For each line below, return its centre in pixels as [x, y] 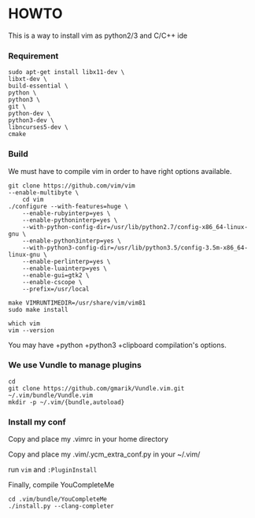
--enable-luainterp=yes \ [65, 268]
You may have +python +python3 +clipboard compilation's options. [117, 345]
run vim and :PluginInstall [53, 470]
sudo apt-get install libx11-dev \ [67, 72]
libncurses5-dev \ [38, 128]
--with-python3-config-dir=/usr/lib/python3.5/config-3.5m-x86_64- [135, 248]
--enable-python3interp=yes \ [72, 241]
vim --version [31, 330]
